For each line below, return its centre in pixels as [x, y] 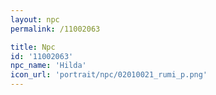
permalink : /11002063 [55, 29]
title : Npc [33, 47]
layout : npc [35, 19]
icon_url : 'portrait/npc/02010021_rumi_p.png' [109, 75]
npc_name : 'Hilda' [48, 66]
